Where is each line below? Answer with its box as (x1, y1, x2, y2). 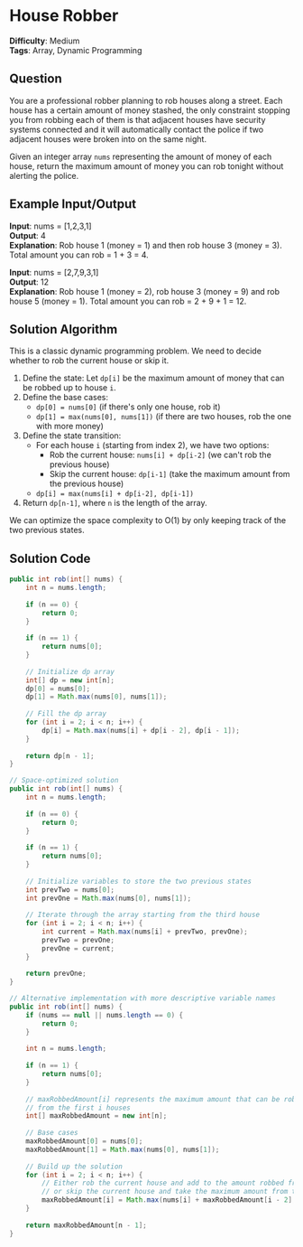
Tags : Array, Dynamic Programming (9, 44, 142, 55)
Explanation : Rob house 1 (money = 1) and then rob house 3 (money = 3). (9, 239, 282, 250)
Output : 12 (9, 277, 50, 287)
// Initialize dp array (25, 667, 115, 676)
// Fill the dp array (25, 709, 106, 718)
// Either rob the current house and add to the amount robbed (41, 1178, 284, 1188)
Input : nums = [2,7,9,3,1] (9, 267, 99, 277)
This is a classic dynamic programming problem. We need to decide (9, 345, 262, 357)
